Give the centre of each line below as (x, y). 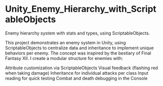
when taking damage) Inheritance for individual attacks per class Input (77, 73)
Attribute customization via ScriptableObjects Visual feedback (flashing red (81, 68)
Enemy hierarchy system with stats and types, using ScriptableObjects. (78, 33)
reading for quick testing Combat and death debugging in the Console (76, 78)
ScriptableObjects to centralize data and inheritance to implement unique (80, 48)
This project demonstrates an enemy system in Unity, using (65, 42)
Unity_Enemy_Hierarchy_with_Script (81, 9)
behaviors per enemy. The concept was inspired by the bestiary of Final (78, 53)
